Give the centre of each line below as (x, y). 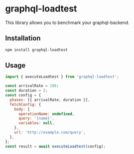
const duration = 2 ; (27, 90)
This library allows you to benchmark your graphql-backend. (67, 22)
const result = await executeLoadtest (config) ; (56, 146)
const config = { (23, 95)
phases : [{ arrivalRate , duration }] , (50, 100)
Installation (23, 38)
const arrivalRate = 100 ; (32, 86)
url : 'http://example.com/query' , (50, 132)
